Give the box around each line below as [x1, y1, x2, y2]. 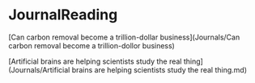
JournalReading [8, 6, 118, 24]
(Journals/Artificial [8, 64, 70, 74]
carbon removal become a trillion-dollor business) [8, 40, 176, 50]
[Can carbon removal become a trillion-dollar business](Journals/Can [8, 32, 240, 42]
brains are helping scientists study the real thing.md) [71, 64, 248, 74]
